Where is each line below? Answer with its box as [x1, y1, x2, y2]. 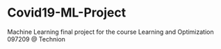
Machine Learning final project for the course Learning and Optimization [7, 28, 214, 36]
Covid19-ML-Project [7, 5, 126, 21]
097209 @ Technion [7, 35, 66, 43]
